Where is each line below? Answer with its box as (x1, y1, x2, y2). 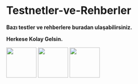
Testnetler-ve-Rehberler (6, 4, 131, 18)
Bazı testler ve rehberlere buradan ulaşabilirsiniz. (6, 24, 133, 31)
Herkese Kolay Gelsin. (6, 35, 63, 42)
